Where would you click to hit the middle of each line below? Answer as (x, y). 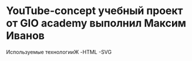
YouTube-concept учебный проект (95, 11)
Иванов (26, 36)
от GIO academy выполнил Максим (96, 23)
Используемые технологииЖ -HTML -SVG (59, 52)
